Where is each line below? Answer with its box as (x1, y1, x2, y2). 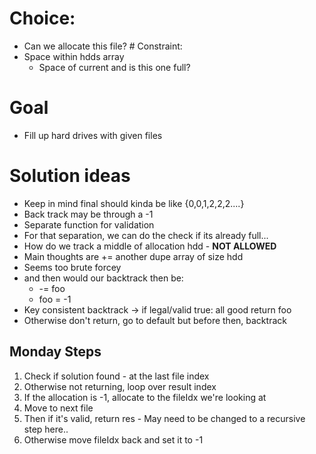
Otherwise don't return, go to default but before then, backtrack (23, 314, 287, 326)
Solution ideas (9, 165, 131, 187)
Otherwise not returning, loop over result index (23, 380, 217, 392)
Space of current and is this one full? (38, 61, 191, 73)
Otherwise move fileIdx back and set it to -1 (23, 433, 204, 446)
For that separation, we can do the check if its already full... (23, 229, 269, 241)
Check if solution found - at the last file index (23, 370, 210, 382)
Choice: (9, 7, 76, 30)
